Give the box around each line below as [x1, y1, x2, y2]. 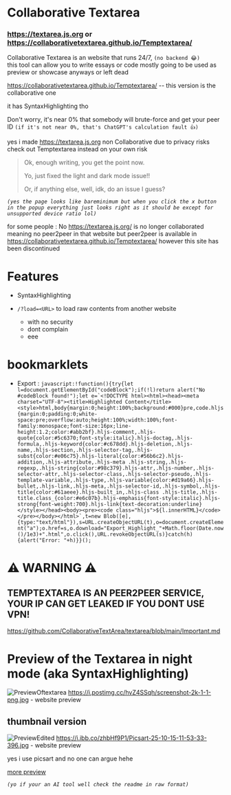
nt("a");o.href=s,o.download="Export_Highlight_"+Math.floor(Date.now [16, 525, 224, 532]
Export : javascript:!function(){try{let [16, 380, 134, 388]
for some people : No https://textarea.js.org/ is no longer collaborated [7, 222, 204, 231]
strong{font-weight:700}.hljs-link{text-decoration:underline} [16, 501, 203, 508]
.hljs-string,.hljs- [128, 459, 187, 466]
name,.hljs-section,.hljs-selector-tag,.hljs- [16, 447, 153, 454]
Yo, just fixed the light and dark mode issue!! [23, 172, 151, 180]
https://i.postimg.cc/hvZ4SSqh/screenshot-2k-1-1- [67, 688, 212, 697]
